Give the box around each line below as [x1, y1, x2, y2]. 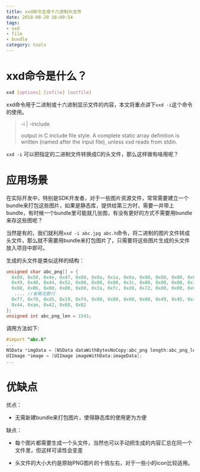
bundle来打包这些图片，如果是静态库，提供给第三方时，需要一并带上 [6, 202, 174, 209]
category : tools [6, 42, 46, 48]
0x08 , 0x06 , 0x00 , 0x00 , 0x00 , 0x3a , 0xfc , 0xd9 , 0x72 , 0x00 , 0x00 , [11, 285, 185, 292]
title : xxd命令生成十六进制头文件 [6, 8, 82, 15]
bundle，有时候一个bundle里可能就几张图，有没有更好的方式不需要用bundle [6, 209, 192, 216]
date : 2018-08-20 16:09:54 [6, 14, 73, 20]
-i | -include [20, 120, 50, 127]
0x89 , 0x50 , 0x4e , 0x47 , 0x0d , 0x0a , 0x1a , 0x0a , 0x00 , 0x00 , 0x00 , [11, 274, 185, 280]
